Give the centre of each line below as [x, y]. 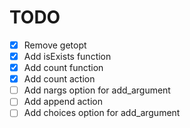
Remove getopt [55, 45]
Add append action [63, 102]
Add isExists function [67, 56]
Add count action [59, 79]
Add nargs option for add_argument [97, 90]
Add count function [63, 68]
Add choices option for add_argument [102, 113]
